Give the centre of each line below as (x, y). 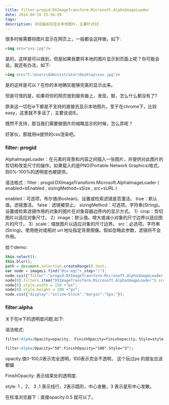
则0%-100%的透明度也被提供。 (38, 172)
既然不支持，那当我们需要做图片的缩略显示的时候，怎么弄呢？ (69, 123)
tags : (11, 19)
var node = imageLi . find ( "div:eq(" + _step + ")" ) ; (56, 271)
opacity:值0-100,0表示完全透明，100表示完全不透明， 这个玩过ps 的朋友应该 (84, 359)
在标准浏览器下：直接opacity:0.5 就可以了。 (51, 397)
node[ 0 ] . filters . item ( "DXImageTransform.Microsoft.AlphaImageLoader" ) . (82, 280)
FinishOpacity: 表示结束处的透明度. (41, 376)
